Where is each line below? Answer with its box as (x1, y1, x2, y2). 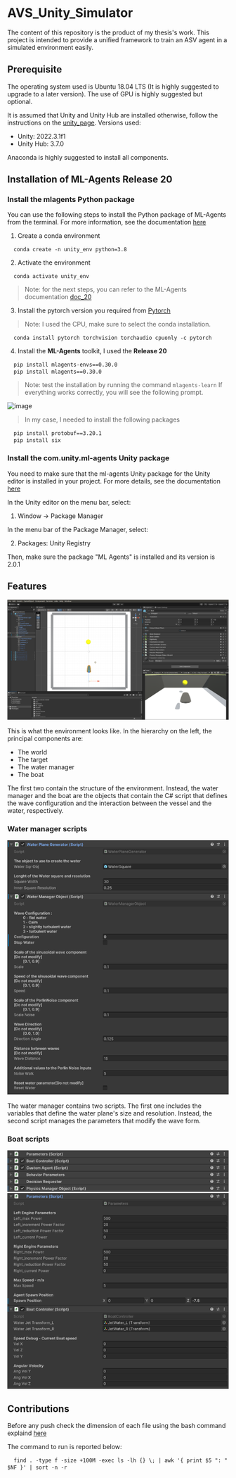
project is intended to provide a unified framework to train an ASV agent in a (7, 35, 228, 44)
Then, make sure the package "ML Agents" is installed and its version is (7, 552, 216, 561)
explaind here (7, 1429, 47, 1437)
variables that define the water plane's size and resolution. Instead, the (7, 1108, 213, 1117)
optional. (7, 97, 33, 106)
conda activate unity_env (13, 273, 90, 280)
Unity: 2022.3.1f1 (17, 132, 66, 140)
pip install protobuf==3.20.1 (13, 430, 102, 437)
